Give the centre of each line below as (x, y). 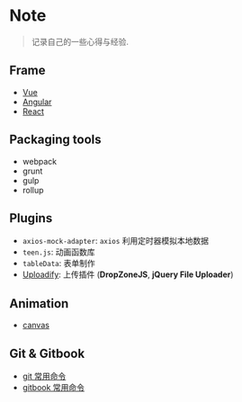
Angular (37, 102)
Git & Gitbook (47, 353)
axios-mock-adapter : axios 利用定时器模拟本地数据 (116, 241)
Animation (39, 304)
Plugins (31, 218)
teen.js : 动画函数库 (58, 252)
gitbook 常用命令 (54, 387)
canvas (36, 326)
